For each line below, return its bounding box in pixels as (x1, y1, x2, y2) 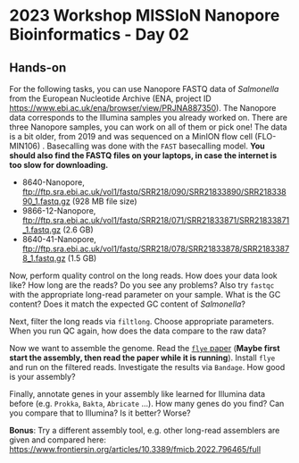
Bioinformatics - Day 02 (9, 24, 189, 45)
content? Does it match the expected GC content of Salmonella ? (9, 299, 245, 309)
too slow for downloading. (9, 160, 109, 170)
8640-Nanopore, (21, 177, 85, 188)
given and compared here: (9, 434, 107, 445)
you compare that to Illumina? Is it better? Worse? (9, 408, 192, 418)
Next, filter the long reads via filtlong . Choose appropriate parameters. (9, 316, 275, 326)
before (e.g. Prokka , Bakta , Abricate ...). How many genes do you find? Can (9, 399, 285, 408)
